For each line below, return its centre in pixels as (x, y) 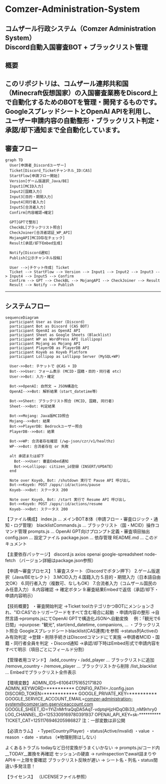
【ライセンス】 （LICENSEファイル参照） (47, 777)
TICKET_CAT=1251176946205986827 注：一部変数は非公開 (65, 720)
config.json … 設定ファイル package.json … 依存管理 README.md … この (80, 537)
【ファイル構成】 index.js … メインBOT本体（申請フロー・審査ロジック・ (80, 519)
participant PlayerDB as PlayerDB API (50, 348)
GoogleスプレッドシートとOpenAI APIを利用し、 (80, 111)
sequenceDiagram (22, 317)
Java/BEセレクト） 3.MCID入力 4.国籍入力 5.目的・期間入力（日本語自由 (87, 577)
